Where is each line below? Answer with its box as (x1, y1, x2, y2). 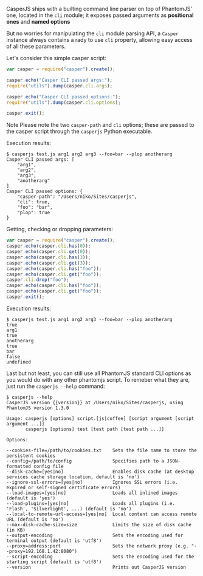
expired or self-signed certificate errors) (6, 484, 121, 490)
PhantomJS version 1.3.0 (6, 405, 69, 411)
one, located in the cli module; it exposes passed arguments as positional (6, 12, 194, 19)
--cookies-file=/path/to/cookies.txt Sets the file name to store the (6, 447, 198, 453)
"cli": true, (17, 199, 50, 205)
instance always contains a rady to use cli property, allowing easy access (6, 36, 193, 43)
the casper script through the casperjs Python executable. (6, 127, 153, 135)
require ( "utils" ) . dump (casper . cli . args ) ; (6, 83, 113, 89)
